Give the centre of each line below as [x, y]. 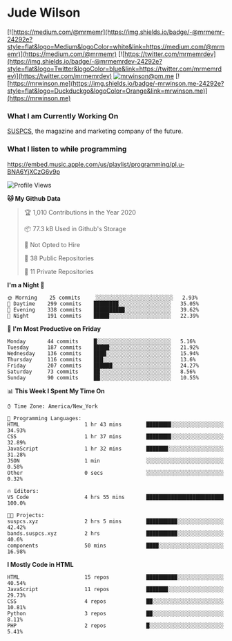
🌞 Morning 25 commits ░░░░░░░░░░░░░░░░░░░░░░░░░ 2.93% [103, 298]
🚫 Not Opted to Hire [52, 244]
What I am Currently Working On [63, 116]
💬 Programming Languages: [44, 418]
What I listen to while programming [67, 149]
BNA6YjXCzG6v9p [34, 172]
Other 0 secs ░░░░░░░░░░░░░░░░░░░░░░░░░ [116, 473]
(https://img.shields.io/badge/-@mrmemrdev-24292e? [85, 61]
